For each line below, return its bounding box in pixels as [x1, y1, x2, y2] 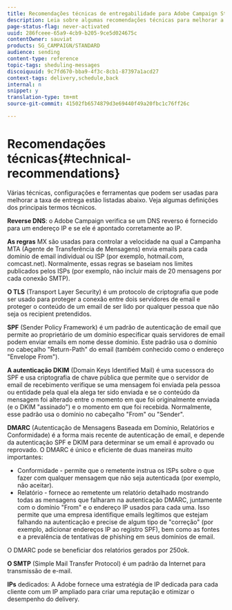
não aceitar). [17, 481, 54, 489]
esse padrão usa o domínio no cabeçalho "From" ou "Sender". [7, 410, 184, 418]
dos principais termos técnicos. [7, 203, 97, 211]
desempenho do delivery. [7, 595, 80, 603]
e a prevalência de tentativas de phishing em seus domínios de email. [17, 532, 215, 541]
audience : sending [7, 49, 60, 56]
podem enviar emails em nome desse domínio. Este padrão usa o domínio [7, 337, 217, 346]
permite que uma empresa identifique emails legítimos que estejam [17, 510, 209, 519]
